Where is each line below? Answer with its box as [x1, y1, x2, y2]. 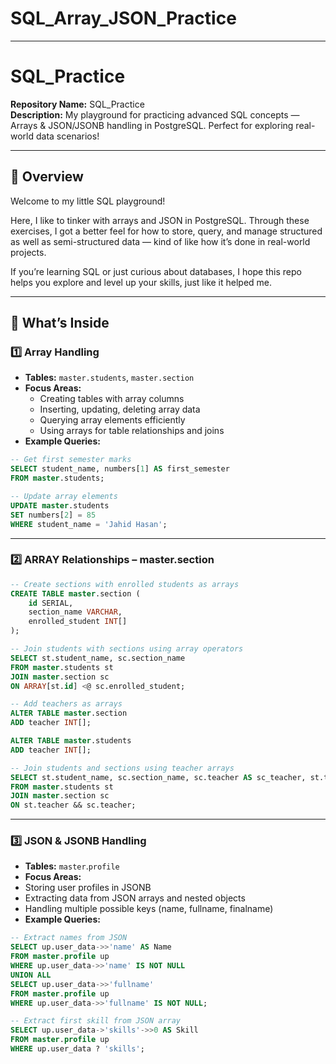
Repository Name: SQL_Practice [10, 98, 145, 110]
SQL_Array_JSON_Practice [10, 7, 237, 30]
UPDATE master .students [10, 500, 110, 511]
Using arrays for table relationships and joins [39, 425, 225, 437]
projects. [10, 246, 47, 258]
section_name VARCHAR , [28, 607, 123, 617]
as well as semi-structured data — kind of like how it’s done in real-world [10, 235, 311, 247]
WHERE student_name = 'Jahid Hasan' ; [10, 519, 168, 529]
